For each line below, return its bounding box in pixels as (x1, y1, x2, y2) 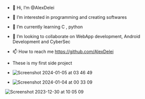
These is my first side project (12, 60, 72, 66)
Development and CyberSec (12, 39, 71, 45)
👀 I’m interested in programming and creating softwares (12, 14, 127, 20)
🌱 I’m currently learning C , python (12, 24, 83, 30)
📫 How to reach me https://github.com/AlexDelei (12, 49, 114, 54)
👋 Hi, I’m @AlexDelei (12, 5, 55, 10)
